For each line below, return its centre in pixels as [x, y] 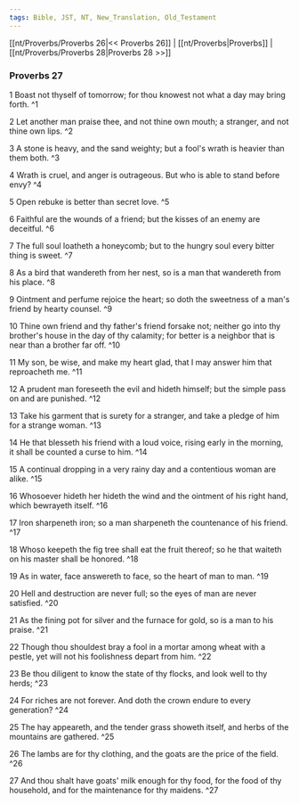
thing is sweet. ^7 [41, 255]
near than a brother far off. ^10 [65, 345]
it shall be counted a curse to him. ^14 [78, 452]
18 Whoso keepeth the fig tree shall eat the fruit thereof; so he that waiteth [145, 549]
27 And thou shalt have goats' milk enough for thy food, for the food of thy [145, 780]
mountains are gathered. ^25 [62, 736]
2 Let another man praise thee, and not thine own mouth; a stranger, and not [149, 121]
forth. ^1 [24, 104]
